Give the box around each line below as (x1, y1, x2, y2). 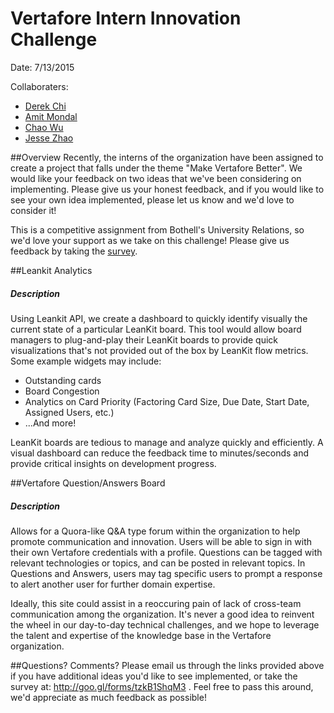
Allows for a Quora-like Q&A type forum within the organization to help (10, 525, 301, 537)
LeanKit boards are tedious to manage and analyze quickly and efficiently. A (10, 436, 324, 448)
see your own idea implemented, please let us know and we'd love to (10, 193, 295, 206)
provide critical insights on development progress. (10, 457, 217, 469)
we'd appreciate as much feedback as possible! (10, 691, 207, 703)
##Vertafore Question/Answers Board (10, 477, 166, 489)
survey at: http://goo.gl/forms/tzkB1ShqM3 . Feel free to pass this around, (10, 680, 314, 692)
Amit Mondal (24, 110, 78, 122)
